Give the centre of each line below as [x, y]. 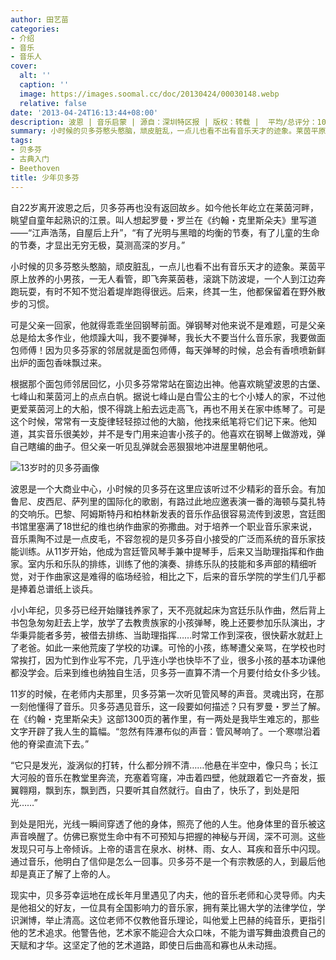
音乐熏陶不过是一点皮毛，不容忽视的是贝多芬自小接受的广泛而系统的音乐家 [163, 538]
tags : [21, 141]
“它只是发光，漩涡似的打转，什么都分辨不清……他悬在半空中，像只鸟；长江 [164, 765]
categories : [35, 29]
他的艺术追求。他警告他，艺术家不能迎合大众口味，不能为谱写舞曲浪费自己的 [168, 932]
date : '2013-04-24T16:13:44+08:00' [84, 112]
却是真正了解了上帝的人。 [63, 873]
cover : [24, 66]
